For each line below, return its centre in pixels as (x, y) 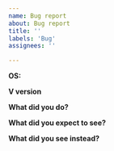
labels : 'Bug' (32, 38)
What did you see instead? (54, 139)
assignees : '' (32, 46)
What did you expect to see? (57, 123)
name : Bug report (38, 16)
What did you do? (38, 107)
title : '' (25, 31)
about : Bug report (39, 23)
